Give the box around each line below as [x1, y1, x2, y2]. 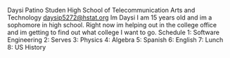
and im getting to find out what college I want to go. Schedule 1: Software [7, 28, 220, 36]
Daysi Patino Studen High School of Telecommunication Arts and [7, 6, 196, 14]
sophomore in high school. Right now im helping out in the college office [7, 21, 217, 29]
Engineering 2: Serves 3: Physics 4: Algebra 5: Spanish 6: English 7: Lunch [7, 36, 224, 44]
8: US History [7, 43, 46, 51]
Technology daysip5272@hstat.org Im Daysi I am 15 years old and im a [7, 13, 212, 22]
